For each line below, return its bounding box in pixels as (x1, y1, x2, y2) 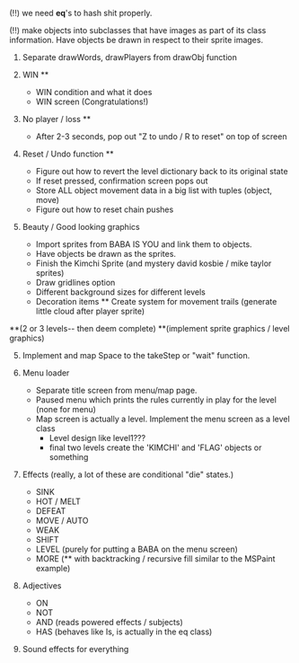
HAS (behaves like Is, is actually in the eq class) (35, 626, 213, 637)
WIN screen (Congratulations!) (35, 96, 149, 107)
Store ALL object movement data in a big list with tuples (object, (35, 185, 272, 196)
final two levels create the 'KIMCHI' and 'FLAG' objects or (48, 442, 262, 453)
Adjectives (22, 580, 62, 591)
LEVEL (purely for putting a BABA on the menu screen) (35, 544, 238, 554)
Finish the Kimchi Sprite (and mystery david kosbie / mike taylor (35, 258, 272, 269)
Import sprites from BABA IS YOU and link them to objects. (35, 239, 253, 250)
